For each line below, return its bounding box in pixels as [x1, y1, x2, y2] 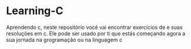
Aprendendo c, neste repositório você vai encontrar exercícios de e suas [6, 24, 183, 31]
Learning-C [6, 4, 64, 18]
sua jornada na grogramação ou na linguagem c [6, 36, 123, 43]
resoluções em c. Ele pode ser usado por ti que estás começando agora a [6, 30, 186, 37]
